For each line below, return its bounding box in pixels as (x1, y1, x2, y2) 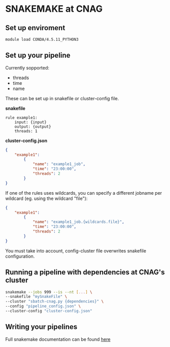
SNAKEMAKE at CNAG (5, 3, 103, 15)
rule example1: (5, 115, 38, 120)
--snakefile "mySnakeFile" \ (5, 294, 67, 299)
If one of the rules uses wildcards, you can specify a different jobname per (5, 190, 162, 196)
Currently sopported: (5, 64, 50, 71)
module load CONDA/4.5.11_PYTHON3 (5, 37, 79, 42)
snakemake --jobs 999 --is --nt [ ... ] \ (5, 289, 93, 294)
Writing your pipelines (5, 322, 78, 331)
